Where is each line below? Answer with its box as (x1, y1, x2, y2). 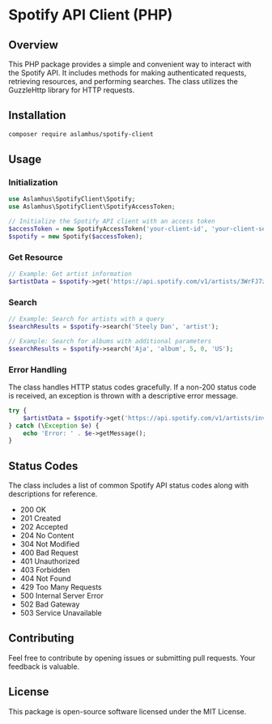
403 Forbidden (19, 565, 70, 575)
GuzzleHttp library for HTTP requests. (8, 85, 135, 95)
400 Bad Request (19, 548, 79, 558)
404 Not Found (19, 573, 71, 584)
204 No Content (19, 530, 74, 540)
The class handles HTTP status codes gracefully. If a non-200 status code (8, 382, 257, 392)
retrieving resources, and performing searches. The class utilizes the (8, 77, 239, 86)
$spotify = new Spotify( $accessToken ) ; (8, 232, 143, 241)
